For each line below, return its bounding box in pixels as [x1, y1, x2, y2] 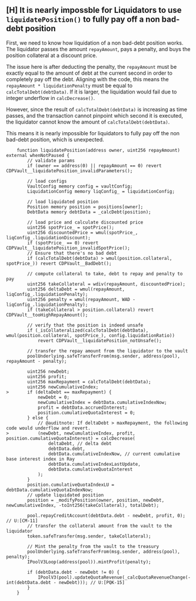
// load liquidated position [27, 199, 99, 205]
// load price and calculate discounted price [27, 219, 144, 225]
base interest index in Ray [6, 456, 75, 462]
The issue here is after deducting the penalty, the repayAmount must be [6, 63, 177, 70]
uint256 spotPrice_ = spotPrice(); [27, 224, 115, 231]
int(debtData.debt [6, 579, 51, 585]
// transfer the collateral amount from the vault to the [27, 523, 172, 529]
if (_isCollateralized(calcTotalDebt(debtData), [27, 327, 149, 333]
